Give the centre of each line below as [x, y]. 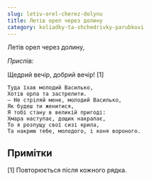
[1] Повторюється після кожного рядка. [67, 170]
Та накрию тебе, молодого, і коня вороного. [74, 131]
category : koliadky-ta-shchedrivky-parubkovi [75, 27]
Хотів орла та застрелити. [47, 94]
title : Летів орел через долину [55, 21]
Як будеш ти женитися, [41, 106]
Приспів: [21, 61]
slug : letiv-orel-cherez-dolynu [55, 14]
